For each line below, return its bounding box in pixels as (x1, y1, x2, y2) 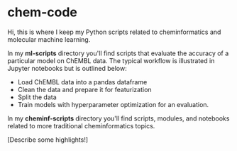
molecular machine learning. (7, 35, 91, 43)
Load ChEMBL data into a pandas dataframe (17, 77, 148, 86)
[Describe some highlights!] (7, 135, 89, 144)
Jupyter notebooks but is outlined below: (7, 64, 127, 72)
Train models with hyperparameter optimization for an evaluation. (17, 100, 209, 108)
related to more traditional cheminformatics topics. (7, 121, 155, 130)
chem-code (7, 4, 78, 21)
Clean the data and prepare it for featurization (17, 85, 152, 94)
